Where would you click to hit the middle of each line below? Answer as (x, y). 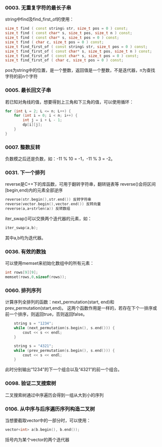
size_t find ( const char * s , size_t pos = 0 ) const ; (62, 38)
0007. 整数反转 (23, 147)
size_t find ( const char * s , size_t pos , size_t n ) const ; (69, 33)
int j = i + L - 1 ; (43, 120)
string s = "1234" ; (34, 323)
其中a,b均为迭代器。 (25, 237)
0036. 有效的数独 (26, 252)
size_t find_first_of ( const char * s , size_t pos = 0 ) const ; (72, 56)
